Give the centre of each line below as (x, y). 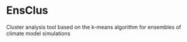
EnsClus (27, 10)
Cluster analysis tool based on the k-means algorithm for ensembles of (94, 27)
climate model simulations (38, 33)
